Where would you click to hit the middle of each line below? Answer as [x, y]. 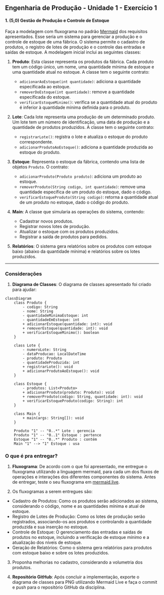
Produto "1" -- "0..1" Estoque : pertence [58, 435]
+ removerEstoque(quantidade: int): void [65, 328]
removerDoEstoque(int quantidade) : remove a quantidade [77, 92]
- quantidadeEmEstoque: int [51, 320]
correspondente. [36, 142]
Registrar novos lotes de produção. [55, 226]
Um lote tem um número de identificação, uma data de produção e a [81, 122]
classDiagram [18, 298]
